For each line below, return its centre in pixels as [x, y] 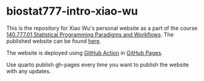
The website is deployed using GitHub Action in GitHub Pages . [85, 52]
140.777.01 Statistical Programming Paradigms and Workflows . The [90, 34]
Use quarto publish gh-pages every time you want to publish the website [98, 65]
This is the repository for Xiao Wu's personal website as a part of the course [102, 28]
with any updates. [29, 71]
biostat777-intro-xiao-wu [72, 11]
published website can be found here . [54, 41]
